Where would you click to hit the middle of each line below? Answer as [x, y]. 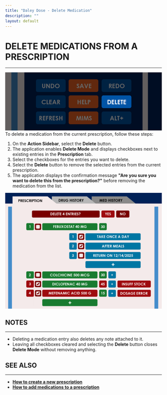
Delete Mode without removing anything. [54, 350]
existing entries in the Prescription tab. [52, 154]
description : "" [22, 16]
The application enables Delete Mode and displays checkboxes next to [85, 149]
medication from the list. [37, 186]
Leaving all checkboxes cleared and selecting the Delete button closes [85, 344]
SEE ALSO [21, 365]
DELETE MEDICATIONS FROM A [72, 46]
